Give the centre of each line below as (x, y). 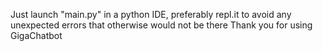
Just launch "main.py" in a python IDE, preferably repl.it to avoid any (151, 14)
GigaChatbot (36, 35)
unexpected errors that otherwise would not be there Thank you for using (161, 25)
